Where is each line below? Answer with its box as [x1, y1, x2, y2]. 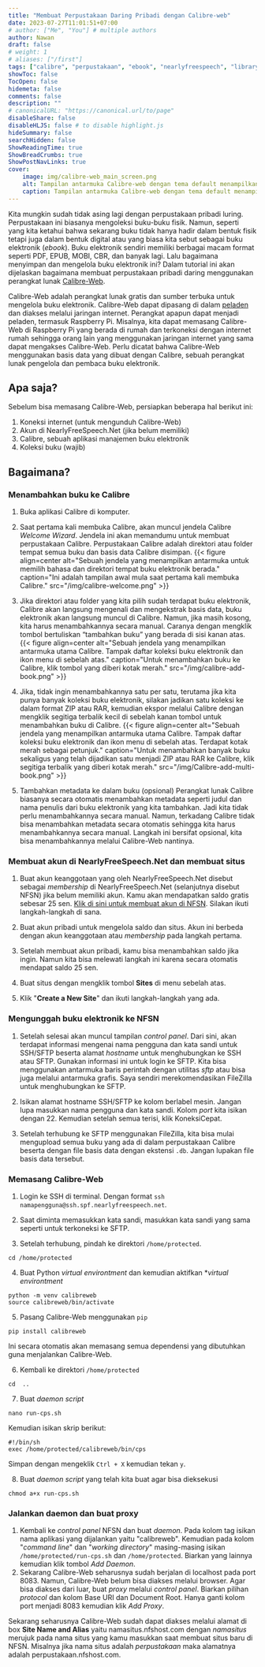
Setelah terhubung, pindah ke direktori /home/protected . [19, 1239, 202, 1248]
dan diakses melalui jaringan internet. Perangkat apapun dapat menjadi [8, 308, 239, 318]
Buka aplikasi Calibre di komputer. [19, 507, 130, 517]
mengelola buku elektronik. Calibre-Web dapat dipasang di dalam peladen [8, 300, 248, 309]
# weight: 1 [8, 48, 47, 56]
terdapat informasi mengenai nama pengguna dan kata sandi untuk [19, 1039, 238, 1049]
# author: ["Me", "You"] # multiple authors [8, 26, 157, 34]
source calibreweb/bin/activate [8, 1299, 114, 1307]
